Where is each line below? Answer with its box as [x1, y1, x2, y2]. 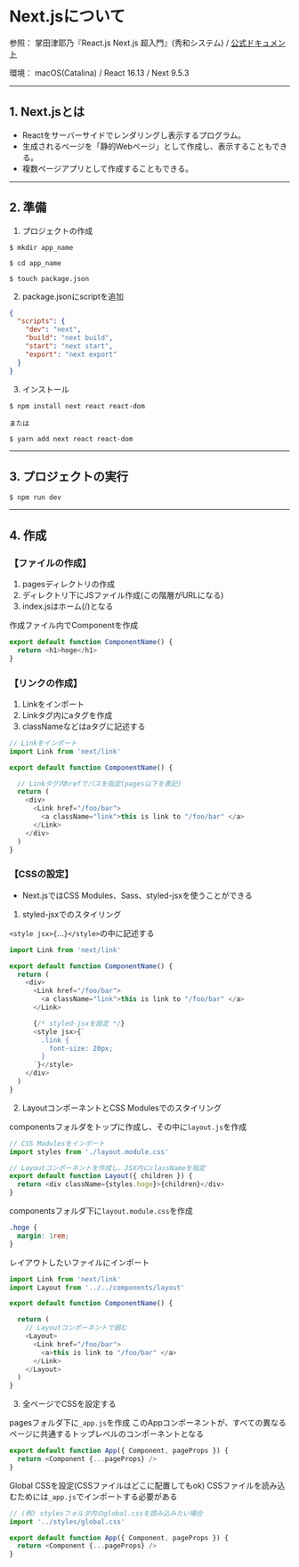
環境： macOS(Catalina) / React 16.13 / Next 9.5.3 [9, 67, 190, 78]
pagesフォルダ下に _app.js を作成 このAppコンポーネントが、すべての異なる [9, 1418, 287, 1428]
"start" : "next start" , [25, 342, 114, 351]
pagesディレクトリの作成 [21, 578, 116, 590]
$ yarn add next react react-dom [9, 434, 133, 443]
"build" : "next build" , [25, 334, 114, 343]
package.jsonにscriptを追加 [21, 291, 125, 302]
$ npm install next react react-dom [9, 401, 145, 410]
